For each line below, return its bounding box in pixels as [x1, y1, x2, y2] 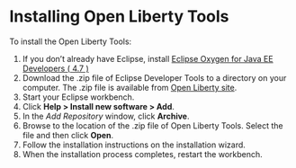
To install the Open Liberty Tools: [9, 36, 132, 47]
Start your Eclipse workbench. [22, 92, 135, 102]
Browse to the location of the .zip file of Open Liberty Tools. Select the [22, 119, 283, 131]
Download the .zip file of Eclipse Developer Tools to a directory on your [22, 72, 287, 83]
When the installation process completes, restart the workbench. [22, 148, 263, 159]
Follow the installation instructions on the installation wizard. [22, 139, 246, 150]
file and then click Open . [22, 129, 114, 140]
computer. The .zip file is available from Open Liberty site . [22, 82, 238, 93]
